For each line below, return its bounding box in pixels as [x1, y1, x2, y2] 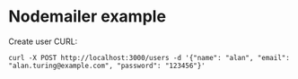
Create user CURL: [8, 36, 78, 47]
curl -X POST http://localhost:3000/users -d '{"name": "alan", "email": [8, 53, 291, 62]
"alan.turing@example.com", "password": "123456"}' [8, 61, 206, 70]
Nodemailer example [8, 6, 167, 27]
